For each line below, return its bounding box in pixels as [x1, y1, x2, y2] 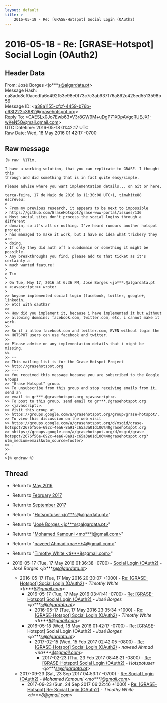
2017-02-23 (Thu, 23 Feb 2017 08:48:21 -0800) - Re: [42, 655, 151, 661]
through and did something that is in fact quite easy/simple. [5, 175, 140, 180]
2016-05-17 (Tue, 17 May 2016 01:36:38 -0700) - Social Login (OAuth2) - [12, 560, 162, 566]
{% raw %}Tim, [5, 158, 37, 163]
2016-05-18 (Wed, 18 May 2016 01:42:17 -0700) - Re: [27, 623, 136, 629]
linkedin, [5, 298, 26, 303]
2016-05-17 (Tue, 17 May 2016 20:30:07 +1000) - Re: [19, 575, 129, 581]
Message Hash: [5, 87, 37, 93]
